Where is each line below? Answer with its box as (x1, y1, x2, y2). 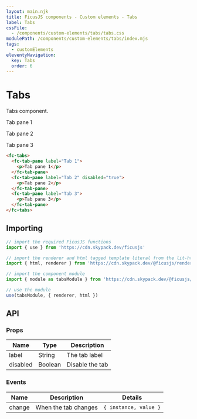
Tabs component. (6, 108, 49, 115)
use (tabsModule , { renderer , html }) (6, 292, 98, 298)
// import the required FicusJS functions (6, 239, 111, 245)
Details (122, 393, 142, 401)
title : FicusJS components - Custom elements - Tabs (6, 14, 138, 20)
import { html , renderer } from (6, 260, 85, 266)
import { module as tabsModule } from (6, 276, 101, 283)
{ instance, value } (103, 404, 161, 410)
